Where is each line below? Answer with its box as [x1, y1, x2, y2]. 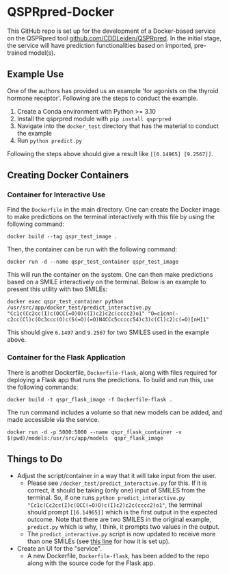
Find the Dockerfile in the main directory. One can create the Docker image [7, 205, 220, 214]
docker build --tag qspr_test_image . [7, 234, 118, 240]
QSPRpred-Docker [7, 4, 114, 20]
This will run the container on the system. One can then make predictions [7, 271, 213, 279]
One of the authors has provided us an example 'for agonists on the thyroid [7, 86, 219, 95]
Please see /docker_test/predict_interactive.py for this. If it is [27, 479, 207, 487]
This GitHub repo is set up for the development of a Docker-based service [7, 27, 217, 35]
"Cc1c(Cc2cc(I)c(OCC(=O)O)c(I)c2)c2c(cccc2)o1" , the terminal [27, 501, 202, 509]
